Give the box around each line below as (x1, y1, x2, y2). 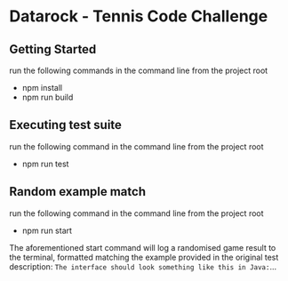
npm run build (21, 92, 74, 102)
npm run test (21, 158, 69, 169)
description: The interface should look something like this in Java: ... (9, 261, 277, 272)
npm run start (21, 225, 73, 236)
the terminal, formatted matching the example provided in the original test (9, 252, 279, 262)
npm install (21, 83, 63, 92)
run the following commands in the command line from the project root (9, 65, 268, 76)
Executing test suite (9, 117, 123, 132)
